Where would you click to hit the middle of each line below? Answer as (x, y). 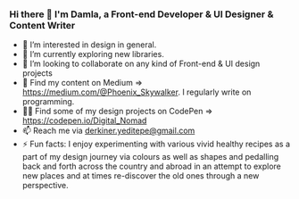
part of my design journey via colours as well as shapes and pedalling (150, 157)
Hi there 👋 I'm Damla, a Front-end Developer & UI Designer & (141, 14)
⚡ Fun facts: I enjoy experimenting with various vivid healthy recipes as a (156, 144)
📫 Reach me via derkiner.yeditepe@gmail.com (108, 131)
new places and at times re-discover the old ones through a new (141, 176)
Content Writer (42, 25)
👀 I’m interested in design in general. (89, 45)
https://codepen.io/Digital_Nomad (84, 120)
